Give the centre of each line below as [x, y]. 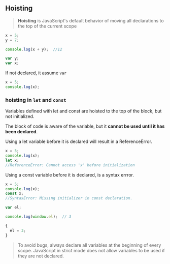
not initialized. [20, 116]
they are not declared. [41, 256]
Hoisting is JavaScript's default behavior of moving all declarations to [91, 20]
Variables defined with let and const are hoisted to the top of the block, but [83, 111]
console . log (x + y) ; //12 [34, 49]
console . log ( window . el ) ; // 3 [38, 217]
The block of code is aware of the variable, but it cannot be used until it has [85, 126]
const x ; [14, 194]
